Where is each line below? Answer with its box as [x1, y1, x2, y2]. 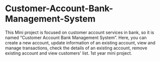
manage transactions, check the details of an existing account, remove [5, 45, 147, 51]
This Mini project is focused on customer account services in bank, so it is [5, 29, 155, 35]
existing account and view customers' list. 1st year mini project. [5, 50, 132, 56]
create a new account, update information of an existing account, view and [5, 40, 156, 45]
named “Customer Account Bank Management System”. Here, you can [5, 35, 147, 41]
